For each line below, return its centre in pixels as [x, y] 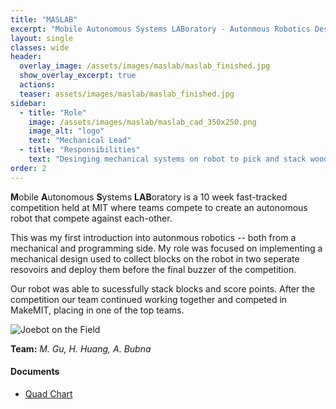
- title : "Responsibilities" [80, 150]
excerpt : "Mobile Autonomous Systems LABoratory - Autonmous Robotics [160, 29]
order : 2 [28, 168]
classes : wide [40, 47]
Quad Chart [48, 393]
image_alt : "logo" [66, 131]
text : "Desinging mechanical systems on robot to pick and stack [167, 159]
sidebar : [28, 103]
